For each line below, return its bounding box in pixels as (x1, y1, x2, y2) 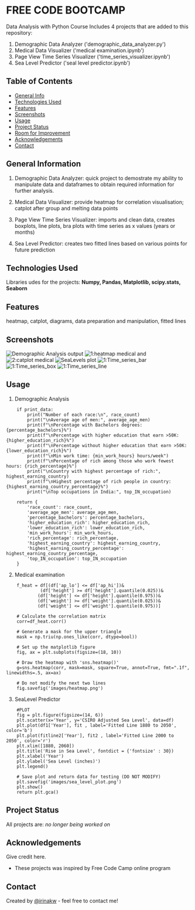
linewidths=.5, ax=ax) (6, 670, 61, 676)
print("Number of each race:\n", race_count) (27, 412, 141, 418)
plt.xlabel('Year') (16, 753, 64, 759)
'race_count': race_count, (27, 504, 93, 510)
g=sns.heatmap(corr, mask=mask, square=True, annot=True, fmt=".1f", (16, 664, 190, 670)
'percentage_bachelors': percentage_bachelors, (27, 515, 145, 521)
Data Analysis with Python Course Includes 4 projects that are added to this (6, 23, 189, 30)
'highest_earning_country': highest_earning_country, (27, 540, 161, 546)
